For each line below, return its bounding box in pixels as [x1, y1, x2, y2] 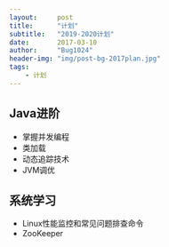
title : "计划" [9, 21, 79, 30]
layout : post [9, 12, 74, 22]
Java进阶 [9, 106, 60, 121]
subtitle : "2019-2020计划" [9, 29, 115, 38]
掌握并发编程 [21, 131, 69, 142]
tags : [9, 63, 29, 72]
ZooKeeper [21, 228, 64, 239]
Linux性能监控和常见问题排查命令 [21, 219, 144, 229]
